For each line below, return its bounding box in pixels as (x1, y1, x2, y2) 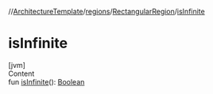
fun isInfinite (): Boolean (8, 77, 85, 86)
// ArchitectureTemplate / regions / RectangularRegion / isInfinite (8, 7, 205, 16)
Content (8, 69, 35, 78)
